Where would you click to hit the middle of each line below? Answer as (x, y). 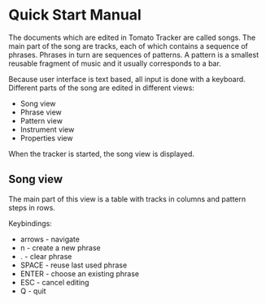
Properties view (46, 138)
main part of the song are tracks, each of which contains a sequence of (128, 46)
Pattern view (41, 120)
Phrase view (41, 112)
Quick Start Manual (75, 15)
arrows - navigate (50, 239)
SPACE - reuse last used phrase (74, 265)
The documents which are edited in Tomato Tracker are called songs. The (132, 37)
